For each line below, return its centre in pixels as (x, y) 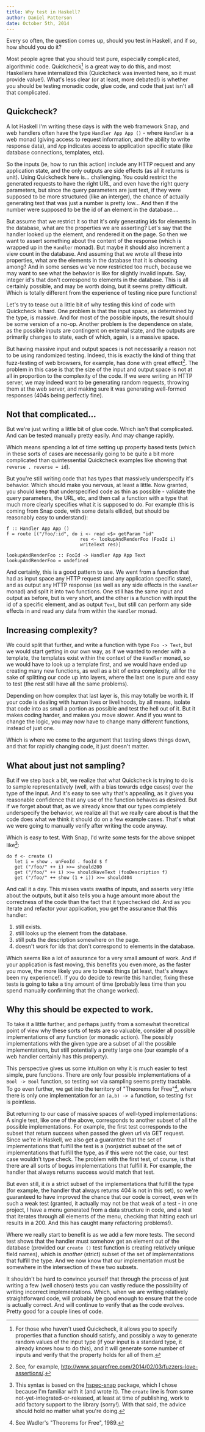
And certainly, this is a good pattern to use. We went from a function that (98, 572)
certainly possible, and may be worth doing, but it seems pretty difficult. (97, 286)
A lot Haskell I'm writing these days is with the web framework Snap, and (98, 126)
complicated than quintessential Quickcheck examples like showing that (97, 460)
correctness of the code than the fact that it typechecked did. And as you (99, 902)
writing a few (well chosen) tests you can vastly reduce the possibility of (97, 1286)
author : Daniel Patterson (39, 18)
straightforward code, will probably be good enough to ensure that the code (102, 1298)
